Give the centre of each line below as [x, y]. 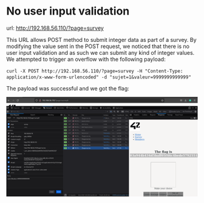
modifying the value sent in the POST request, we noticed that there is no [98, 46]
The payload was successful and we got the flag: [68, 88]
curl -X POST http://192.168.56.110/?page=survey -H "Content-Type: [95, 71]
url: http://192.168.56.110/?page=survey [55, 28]
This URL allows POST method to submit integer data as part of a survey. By [101, 40]
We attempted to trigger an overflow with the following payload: [86, 59]
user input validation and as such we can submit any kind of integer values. [100, 52]
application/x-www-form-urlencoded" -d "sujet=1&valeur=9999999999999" [99, 77]
